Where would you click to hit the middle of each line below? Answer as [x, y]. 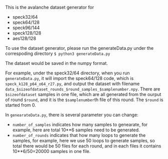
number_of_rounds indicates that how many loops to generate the [79, 135]
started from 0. [21, 105]
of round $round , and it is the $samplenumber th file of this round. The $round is [84, 100]
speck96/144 [26, 28]
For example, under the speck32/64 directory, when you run [68, 73]
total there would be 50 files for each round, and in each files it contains [87, 146]
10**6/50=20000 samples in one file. [51, 151]
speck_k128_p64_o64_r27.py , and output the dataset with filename [72, 84]
